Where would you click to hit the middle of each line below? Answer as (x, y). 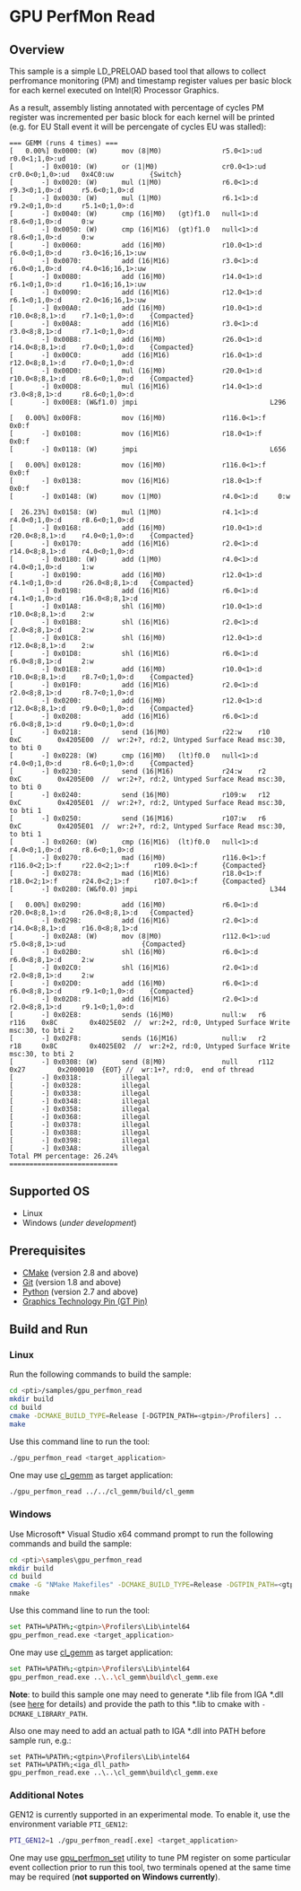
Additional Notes (47, 1795)
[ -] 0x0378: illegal (80, 1125)
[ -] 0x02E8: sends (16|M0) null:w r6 (138, 1015)
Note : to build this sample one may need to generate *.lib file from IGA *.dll (146, 1694)
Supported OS (50, 1191)
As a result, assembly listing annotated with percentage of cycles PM (137, 108)
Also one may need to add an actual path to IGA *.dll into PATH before (138, 1730)
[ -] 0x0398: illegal (80, 1141)
